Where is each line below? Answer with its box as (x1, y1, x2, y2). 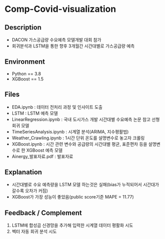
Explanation (4, 168, 42, 176)
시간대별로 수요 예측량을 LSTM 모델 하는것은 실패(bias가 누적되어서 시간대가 (11, 182, 159, 188)
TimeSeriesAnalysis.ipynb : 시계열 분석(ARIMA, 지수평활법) (11, 128, 129, 134)
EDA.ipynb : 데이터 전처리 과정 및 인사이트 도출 (11, 104, 103, 110)
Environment (4, 58, 45, 66)
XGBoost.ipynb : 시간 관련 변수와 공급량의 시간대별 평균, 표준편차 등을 (11, 141, 148, 147)
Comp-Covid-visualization (4, 3, 117, 15)
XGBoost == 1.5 (11, 76, 44, 82)
